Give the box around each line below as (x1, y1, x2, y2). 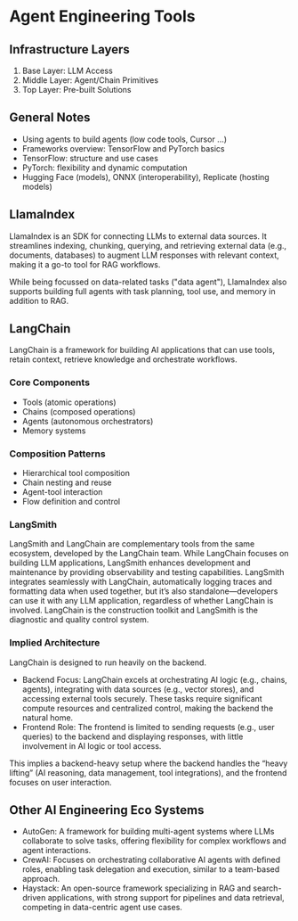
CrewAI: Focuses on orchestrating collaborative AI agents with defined (21, 854, 281, 866)
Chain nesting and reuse (21, 477, 113, 488)
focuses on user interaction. (9, 777, 113, 787)
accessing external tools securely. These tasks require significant (21, 693, 262, 703)
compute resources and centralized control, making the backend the (21, 703, 274, 713)
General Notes (9, 110, 91, 126)
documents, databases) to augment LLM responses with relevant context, (9, 250, 280, 260)
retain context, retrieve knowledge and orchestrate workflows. (9, 354, 238, 365)
